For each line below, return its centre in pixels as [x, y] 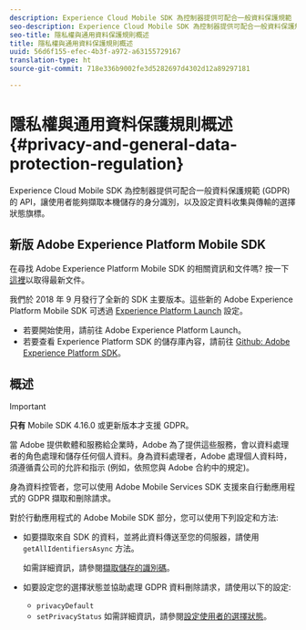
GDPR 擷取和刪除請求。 [71, 499]
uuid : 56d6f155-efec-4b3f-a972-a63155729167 [95, 52]
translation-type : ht [51, 60]
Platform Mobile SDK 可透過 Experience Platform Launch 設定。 [129, 310]
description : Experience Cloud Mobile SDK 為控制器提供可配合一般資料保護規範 [151, 18]
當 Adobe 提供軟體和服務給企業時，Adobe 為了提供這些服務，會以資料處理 [149, 445]
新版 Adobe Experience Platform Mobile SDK [138, 245]
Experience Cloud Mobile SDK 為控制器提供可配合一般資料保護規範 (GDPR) [150, 190]
